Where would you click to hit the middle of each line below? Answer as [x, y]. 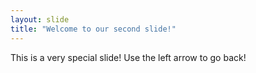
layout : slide [40, 19]
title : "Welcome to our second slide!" [93, 29]
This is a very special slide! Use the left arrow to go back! [128, 57]
